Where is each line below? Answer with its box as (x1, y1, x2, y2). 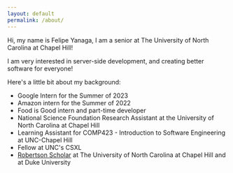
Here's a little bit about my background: (7, 77, 121, 86)
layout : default (7, 10, 55, 17)
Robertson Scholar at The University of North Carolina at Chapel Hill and (17, 151, 226, 159)
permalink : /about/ (7, 17, 64, 24)
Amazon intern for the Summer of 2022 (17, 98, 132, 107)
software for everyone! (7, 64, 73, 73)
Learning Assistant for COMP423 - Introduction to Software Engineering (17, 128, 226, 137)
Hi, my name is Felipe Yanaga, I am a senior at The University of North (7, 36, 209, 44)
